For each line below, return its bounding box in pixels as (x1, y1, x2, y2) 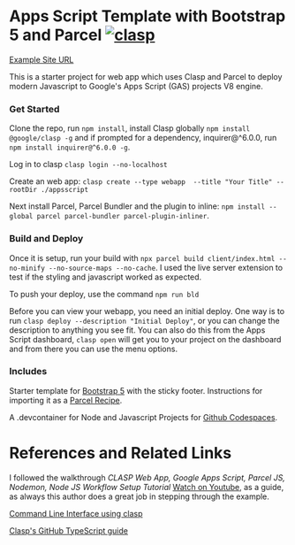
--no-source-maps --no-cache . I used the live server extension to (48, 262, 284, 272)
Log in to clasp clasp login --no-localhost (9, 159, 168, 170)
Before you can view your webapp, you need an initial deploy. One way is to (9, 305, 285, 316)
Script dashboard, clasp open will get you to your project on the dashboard (9, 334, 282, 344)
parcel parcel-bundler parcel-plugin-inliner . (36, 211, 209, 221)
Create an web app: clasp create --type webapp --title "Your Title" (9, 176, 273, 187)
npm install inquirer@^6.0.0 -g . (9, 142, 131, 152)
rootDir (9, 186, 38, 195)
